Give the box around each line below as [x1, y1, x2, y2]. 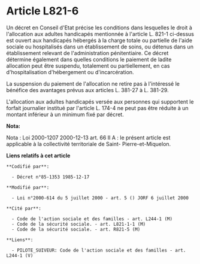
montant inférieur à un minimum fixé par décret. [6, 111, 124, 118]
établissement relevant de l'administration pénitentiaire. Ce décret [6, 49, 169, 56]
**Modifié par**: [6, 184, 50, 190]
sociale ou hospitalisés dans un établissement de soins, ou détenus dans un [6, 43, 193, 50]
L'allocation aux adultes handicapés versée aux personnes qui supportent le [6, 98, 194, 105]
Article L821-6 [6, 4, 79, 18]
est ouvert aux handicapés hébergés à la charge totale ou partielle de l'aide [6, 37, 193, 44]
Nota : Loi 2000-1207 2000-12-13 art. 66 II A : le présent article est [6, 133, 171, 141]
